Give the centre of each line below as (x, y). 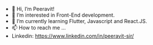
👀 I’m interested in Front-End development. (63, 15)
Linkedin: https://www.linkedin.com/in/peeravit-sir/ (73, 36)
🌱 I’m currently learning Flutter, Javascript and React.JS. (79, 21)
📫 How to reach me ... (39, 28)
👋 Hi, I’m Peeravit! (33, 9)
